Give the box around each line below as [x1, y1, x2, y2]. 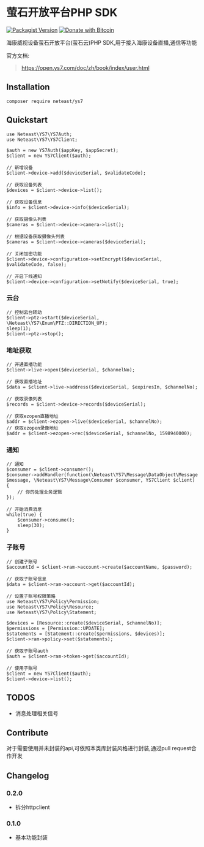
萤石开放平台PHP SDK [6, 6, 118, 20]
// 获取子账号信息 [6, 575, 47, 582]
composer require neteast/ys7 [6, 98, 84, 104]
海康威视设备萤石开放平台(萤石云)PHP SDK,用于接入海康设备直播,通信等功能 [6, 39, 197, 46]
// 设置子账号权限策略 [6, 593, 56, 599]
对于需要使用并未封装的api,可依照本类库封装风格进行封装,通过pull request [6, 745, 191, 752]
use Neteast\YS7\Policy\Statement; [6, 609, 97, 615]
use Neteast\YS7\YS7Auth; [6, 131, 72, 137]
